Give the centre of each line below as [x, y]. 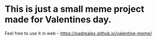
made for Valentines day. [58, 20]
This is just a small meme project [74, 9]
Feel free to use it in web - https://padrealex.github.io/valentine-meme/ [78, 33]
